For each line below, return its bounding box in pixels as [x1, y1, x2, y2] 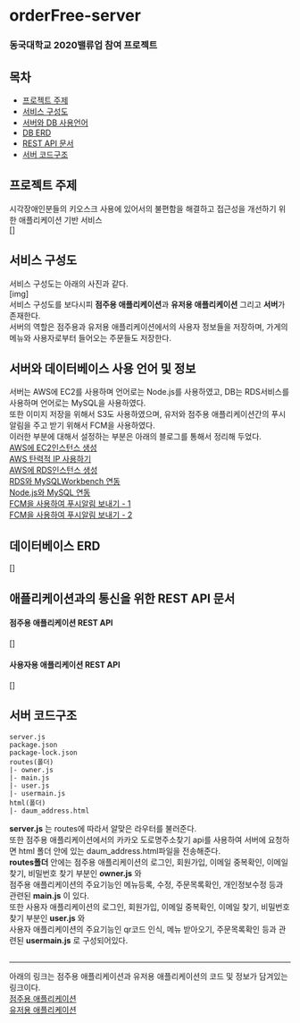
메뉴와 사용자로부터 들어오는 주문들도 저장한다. [9, 332, 172, 343]
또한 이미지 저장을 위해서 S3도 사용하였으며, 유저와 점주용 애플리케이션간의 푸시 [9, 409, 287, 420]
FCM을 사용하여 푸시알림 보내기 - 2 [9, 509, 133, 520]
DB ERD [21, 127, 52, 138]
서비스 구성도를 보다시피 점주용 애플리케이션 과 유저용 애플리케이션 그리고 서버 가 [9, 299, 286, 310]
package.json [9, 740, 58, 749]
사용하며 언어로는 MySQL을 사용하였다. [9, 397, 146, 408]
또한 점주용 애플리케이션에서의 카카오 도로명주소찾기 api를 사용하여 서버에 [9, 834, 266, 845]
